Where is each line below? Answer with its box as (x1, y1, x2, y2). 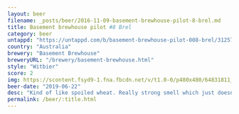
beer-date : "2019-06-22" (7, 83, 81, 90)
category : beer (7, 30, 53, 38)
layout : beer (7, 10, 46, 18)
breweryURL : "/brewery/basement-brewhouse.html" (7, 57, 154, 64)
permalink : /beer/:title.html (7, 96, 97, 103)
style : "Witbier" (7, 63, 59, 70)
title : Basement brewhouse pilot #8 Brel (7, 23, 132, 30)
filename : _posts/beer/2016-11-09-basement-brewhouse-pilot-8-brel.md (7, 17, 221, 24)
